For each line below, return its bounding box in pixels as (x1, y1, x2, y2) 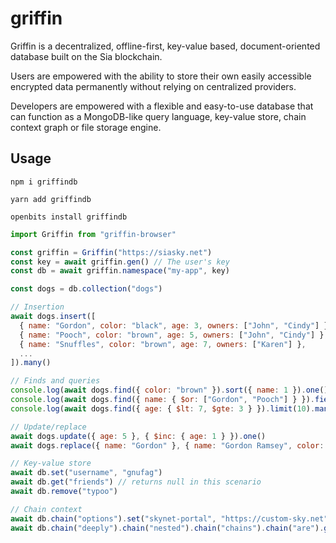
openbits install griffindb (10, 212, 128, 222)
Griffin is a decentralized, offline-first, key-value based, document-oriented (10, 40, 321, 52)
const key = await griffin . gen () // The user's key (10, 257, 230, 267)
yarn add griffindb (10, 194, 92, 204)
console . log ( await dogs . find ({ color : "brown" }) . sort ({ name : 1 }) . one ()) (10, 385, 333, 396)
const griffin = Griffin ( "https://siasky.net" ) (10, 247, 213, 257)
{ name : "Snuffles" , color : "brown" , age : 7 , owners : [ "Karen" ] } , (19, 339, 307, 349)
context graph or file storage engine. (10, 121, 162, 133)
